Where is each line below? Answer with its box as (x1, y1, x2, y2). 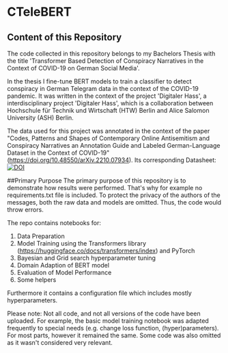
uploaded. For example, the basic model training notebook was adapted (7, 317, 210, 325)
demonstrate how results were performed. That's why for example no (7, 184, 203, 192)
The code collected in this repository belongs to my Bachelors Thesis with (7, 49, 216, 57)
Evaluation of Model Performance (16, 268, 112, 276)
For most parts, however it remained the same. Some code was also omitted (7, 331, 221, 339)
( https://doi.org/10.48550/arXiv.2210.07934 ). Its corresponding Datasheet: (7, 156, 216, 164)
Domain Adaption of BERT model (16, 261, 110, 269)
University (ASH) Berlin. (7, 114, 74, 122)
